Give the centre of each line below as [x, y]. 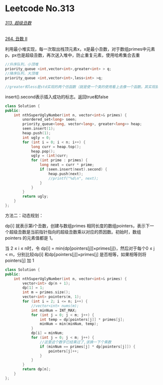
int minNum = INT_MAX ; [54, 310]
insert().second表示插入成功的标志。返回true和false [57, 97]
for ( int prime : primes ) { [59, 160]
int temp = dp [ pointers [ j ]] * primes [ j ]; [82, 319]
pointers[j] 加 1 [20, 260]
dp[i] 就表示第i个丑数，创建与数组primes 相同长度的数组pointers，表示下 [78, 226]
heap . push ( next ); [66, 174]
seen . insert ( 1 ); [39, 129]
